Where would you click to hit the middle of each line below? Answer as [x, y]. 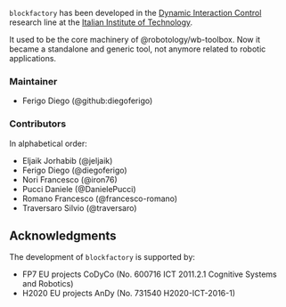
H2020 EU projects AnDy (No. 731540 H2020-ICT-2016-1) [129, 294]
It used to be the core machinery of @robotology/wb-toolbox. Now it [135, 40]
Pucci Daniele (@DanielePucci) [79, 189]
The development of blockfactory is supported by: [102, 257]
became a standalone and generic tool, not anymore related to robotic [138, 49]
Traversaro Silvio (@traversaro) [79, 207]
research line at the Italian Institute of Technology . [101, 22]
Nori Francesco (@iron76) [69, 179]
